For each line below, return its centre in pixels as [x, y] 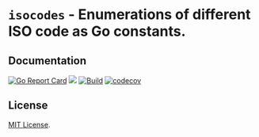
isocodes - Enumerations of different [129, 15]
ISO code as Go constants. [97, 31]
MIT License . [29, 124]
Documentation [48, 61]
